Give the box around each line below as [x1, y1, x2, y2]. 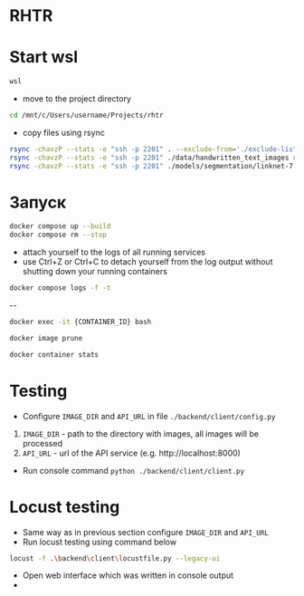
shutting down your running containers [22, 266, 167, 277]
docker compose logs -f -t [9, 284, 111, 293]
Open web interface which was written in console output [22, 570, 233, 581]
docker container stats [9, 350, 100, 359]
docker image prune [9, 333, 83, 342]
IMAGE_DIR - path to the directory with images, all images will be [22, 428, 260, 439]
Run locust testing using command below [22, 536, 177, 547]
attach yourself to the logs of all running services [22, 246, 206, 258]
